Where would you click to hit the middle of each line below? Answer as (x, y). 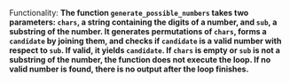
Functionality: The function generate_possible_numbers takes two (129, 13)
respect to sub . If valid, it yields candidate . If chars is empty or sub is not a (145, 50)
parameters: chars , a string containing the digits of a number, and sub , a (143, 22)
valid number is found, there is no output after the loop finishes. (129, 69)
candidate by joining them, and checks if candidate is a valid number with (145, 41)
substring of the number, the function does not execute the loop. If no (140, 60)
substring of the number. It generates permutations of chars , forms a (138, 31)
